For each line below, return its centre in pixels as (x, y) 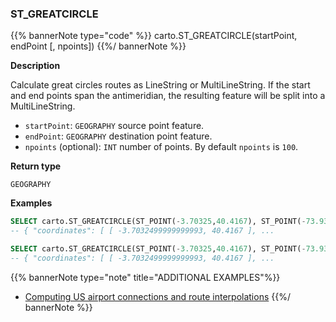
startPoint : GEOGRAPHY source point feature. (114, 126)
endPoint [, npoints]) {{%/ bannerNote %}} (98, 46)
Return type (36, 166)
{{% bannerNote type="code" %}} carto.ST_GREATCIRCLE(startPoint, (154, 36)
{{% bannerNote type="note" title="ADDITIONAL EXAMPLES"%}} (145, 277)
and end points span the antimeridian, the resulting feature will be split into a (168, 96)
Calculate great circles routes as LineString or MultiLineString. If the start (160, 85)
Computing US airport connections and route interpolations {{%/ (157, 296)
